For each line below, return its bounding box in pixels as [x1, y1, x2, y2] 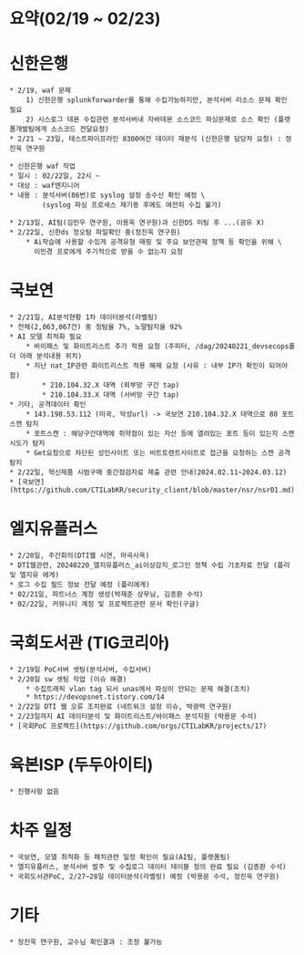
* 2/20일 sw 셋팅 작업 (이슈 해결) [9, 674, 127, 684]
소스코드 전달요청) [50, 125, 109, 134]
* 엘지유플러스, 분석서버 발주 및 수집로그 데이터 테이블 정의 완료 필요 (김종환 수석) [9, 862, 287, 871]
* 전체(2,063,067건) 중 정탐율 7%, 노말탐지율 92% [9, 323, 183, 332]
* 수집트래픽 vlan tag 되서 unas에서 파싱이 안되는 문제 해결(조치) [25, 684, 251, 693]
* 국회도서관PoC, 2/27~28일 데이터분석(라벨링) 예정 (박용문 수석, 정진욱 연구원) [9, 872, 280, 881]
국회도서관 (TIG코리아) [9, 633, 170, 653]
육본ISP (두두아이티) [9, 754, 154, 775]
